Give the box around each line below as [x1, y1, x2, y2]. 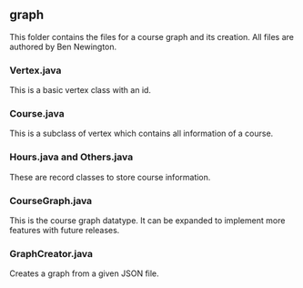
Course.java [9, 108, 66, 120]
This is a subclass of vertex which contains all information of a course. [9, 128, 274, 139]
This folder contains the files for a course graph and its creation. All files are [9, 31, 294, 42]
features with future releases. [9, 225, 120, 235]
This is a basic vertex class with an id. [9, 85, 152, 96]
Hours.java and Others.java [9, 150, 134, 163]
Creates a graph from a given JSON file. [9, 268, 159, 279]
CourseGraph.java [9, 194, 93, 207]
